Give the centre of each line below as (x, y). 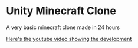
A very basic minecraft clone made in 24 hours (63, 27)
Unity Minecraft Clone (61, 11)
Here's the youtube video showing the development (69, 39)
